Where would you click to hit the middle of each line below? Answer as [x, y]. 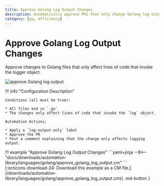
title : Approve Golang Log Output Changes [49, 10]
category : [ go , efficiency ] [34, 19]
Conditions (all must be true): [38, 100]
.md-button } [137, 178]
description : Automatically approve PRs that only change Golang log [77, 14]
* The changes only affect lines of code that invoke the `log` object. [81, 113]
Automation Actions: [26, 122]
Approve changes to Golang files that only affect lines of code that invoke [79, 67]
